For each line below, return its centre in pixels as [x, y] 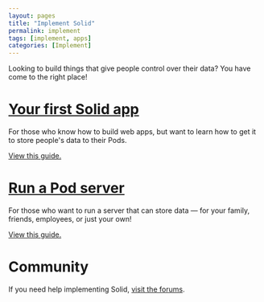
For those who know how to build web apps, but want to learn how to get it [132, 132]
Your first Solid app [74, 110]
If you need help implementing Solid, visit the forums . [97, 289]
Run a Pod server [66, 188]
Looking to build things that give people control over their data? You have [130, 68]
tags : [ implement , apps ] [50, 38]
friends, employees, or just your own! [70, 219]
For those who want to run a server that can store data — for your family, [129, 210]
